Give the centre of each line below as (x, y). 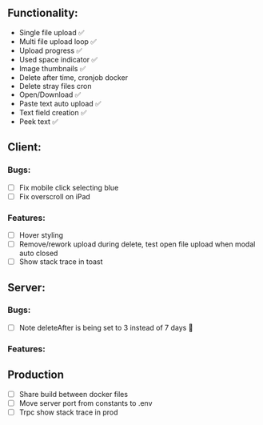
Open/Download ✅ (50, 94)
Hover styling (41, 235)
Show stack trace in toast (61, 262)
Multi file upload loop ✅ (58, 41)
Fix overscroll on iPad (55, 196)
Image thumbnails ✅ (52, 68)
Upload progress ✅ (51, 50)
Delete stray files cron (56, 86)
